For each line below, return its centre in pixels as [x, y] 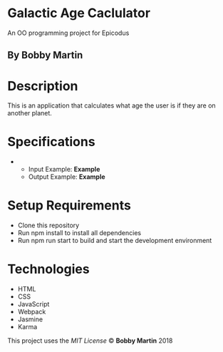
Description [43, 86]
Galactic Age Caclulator [79, 13]
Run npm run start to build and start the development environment [115, 241]
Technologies [49, 269]
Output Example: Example [67, 177]
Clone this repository [48, 225]
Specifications [51, 142]
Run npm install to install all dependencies [79, 233]
